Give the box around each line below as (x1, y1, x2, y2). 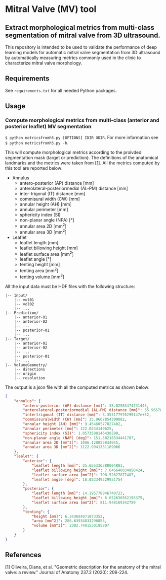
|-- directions (14, 366, 45, 372)
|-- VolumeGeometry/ (5, 362, 48, 367)
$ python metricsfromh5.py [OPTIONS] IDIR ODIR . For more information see (5, 134, 159, 140)
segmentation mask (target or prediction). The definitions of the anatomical (5, 154, 158, 160)
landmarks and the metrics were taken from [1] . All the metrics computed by (5, 160, 160, 166)
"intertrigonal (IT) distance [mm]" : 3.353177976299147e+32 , (23, 412, 152, 418)
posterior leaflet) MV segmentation (5, 123, 92, 130)
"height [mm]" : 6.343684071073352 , (31, 514, 105, 519)
